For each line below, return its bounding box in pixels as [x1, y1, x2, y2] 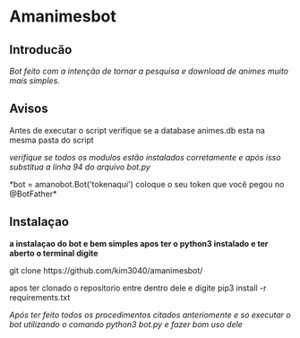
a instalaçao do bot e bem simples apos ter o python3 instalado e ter [9, 238, 269, 248]
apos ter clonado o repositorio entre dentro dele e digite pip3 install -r [9, 282, 267, 293]
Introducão [9, 42, 73, 57]
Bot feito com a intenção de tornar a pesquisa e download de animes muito [9, 65, 289, 76]
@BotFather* [9, 188, 57, 199]
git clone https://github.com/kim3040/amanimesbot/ [9, 264, 203, 275]
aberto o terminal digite [9, 247, 99, 258]
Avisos [9, 101, 48, 117]
